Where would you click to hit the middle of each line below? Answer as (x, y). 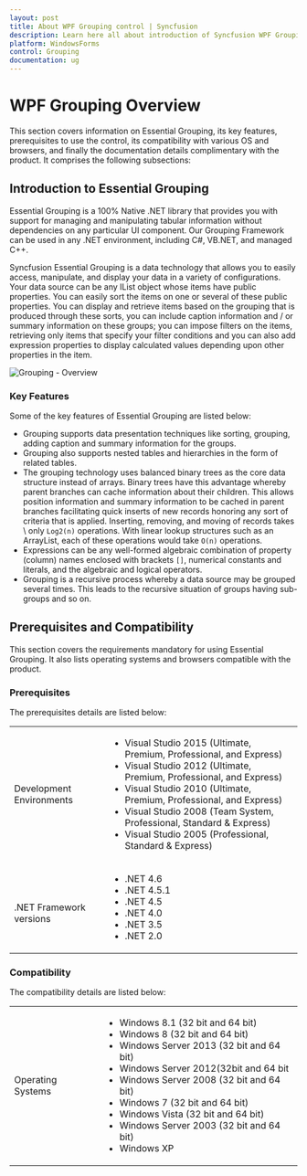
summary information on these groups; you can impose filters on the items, (151, 325)
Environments (43, 800)
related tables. (50, 463)
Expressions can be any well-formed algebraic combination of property (157, 550)
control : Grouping (44, 52)
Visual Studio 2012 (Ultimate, (188, 766)
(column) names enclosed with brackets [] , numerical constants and (152, 560)
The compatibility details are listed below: (88, 992)
